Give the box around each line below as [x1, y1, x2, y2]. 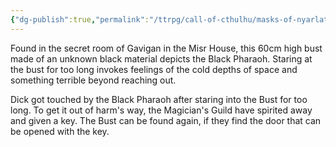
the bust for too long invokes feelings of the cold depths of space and [10, 63, 298, 75]
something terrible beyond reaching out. [10, 74, 177, 86]
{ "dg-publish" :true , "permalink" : [10, 14, 150, 25]
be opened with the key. [10, 125, 110, 137]
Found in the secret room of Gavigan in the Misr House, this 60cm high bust [10, 42, 323, 54]
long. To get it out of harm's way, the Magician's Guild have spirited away [10, 104, 313, 116]
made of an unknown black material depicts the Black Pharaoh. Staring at [10, 52, 313, 65]
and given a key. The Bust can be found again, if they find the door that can [10, 114, 322, 126]
